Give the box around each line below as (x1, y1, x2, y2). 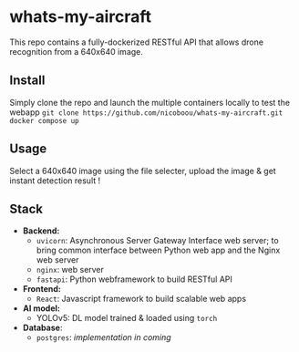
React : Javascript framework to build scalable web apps (36, 294, 247, 305)
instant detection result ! (9, 175, 101, 186)
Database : (22, 322, 63, 334)
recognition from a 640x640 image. (9, 46, 144, 57)
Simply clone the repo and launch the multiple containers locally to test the (9, 97, 290, 108)
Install (9, 73, 46, 88)
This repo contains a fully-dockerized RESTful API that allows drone (9, 36, 264, 47)
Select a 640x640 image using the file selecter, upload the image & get (9, 165, 276, 176)
